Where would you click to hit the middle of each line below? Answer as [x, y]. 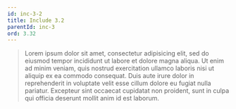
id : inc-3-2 [25, 14]
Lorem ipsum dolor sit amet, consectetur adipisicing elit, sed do [117, 53]
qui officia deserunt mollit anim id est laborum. [92, 98]
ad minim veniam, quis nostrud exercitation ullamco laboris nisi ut [119, 68]
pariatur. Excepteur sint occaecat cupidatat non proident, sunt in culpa [127, 91]
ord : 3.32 [22, 33]
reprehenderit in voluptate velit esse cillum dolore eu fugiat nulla [118, 83]
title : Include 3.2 [36, 20]
